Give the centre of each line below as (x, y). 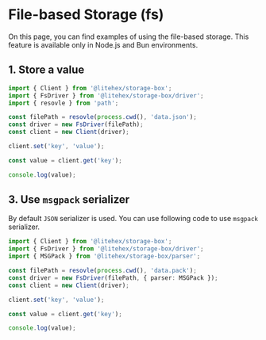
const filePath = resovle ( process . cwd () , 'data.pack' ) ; (102, 271)
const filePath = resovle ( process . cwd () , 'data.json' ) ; (102, 117)
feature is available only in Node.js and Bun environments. (103, 44)
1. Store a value (46, 70)
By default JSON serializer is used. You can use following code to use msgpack (133, 219)
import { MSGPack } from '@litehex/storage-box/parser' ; (104, 256)
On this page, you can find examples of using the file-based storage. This (129, 36)
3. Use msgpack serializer (69, 200)
